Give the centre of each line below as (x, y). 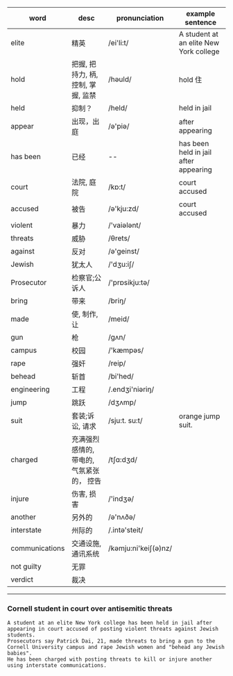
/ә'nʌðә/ (122, 517)
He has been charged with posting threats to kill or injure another (110, 659)
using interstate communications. (57, 666)
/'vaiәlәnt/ (125, 225)
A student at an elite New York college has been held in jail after (110, 623)
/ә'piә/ (119, 126)
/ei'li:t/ (119, 43)
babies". (20, 653)
